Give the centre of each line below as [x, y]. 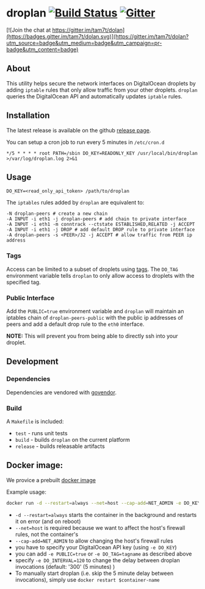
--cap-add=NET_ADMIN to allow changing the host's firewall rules [94, 541]
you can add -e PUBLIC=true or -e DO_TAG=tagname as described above [103, 554]
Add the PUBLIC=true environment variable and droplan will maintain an [95, 311]
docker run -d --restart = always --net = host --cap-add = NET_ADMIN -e [94, 503]
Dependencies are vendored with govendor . [62, 392]
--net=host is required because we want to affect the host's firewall [100, 527]
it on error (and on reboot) [48, 521]
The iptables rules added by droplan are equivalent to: [75, 203]
